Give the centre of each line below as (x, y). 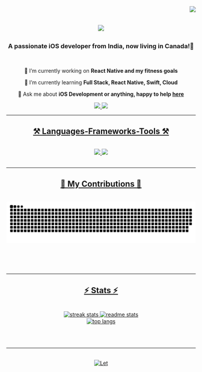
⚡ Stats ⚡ (101, 290)
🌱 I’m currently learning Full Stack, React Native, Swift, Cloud (101, 82)
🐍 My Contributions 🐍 (101, 184)
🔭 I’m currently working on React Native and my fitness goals (101, 71)
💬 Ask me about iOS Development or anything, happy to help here (101, 94)
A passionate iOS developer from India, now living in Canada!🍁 (101, 46)
